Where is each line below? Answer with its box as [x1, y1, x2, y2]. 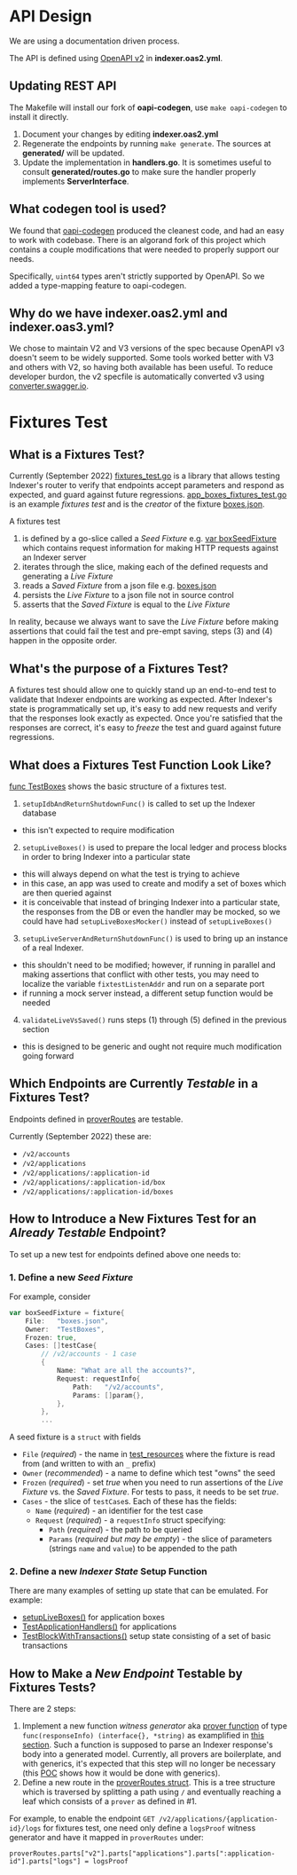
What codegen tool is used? [9, 201, 167, 217]
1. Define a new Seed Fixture [9, 1271, 134, 1283]
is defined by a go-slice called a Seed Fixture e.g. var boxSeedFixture [21, 533, 277, 544]
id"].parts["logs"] [9, 1857, 82, 1866]
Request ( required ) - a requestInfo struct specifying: [35, 1515, 226, 1525]
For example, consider [9, 1291, 91, 1302]
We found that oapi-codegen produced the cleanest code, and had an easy [9, 225, 285, 236]
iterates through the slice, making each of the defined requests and [21, 562, 269, 572]
